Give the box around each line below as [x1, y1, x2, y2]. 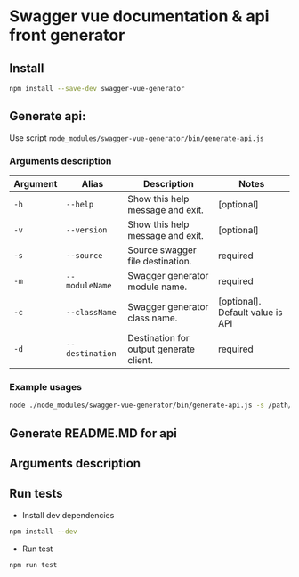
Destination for [127, 331, 190, 344]
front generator [9, 25, 125, 45]
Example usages [9, 380, 83, 393]
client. [127, 354, 154, 366]
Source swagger [127, 243, 198, 256]
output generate [127, 343, 196, 355]
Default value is [217, 305, 283, 318]
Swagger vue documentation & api [9, 6, 270, 27]
